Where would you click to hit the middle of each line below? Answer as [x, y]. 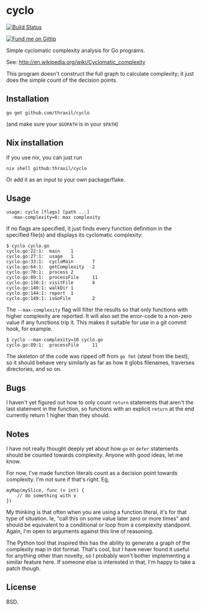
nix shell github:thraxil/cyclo [46, 168]
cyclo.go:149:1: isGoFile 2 [51, 299]
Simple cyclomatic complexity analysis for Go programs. [76, 50]
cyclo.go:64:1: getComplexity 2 [51, 267]
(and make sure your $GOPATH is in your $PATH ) [62, 124]
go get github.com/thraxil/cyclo [48, 113]
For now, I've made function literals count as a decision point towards [92, 473]
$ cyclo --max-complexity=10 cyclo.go [55, 340]
